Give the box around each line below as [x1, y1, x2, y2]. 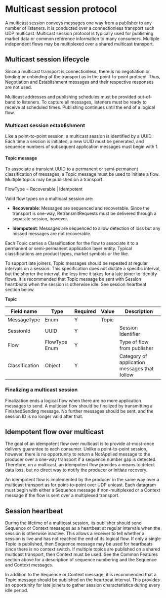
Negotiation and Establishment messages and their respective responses [5, 79, 154, 85]
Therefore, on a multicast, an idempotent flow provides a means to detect [5, 462, 155, 468]
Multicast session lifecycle [5, 55, 90, 64]
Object [45, 362, 61, 369]
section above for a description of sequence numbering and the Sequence [5, 557, 157, 563]
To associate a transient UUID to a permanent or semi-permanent [5, 166, 138, 172]
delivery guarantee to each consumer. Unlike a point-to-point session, [5, 446, 148, 452]
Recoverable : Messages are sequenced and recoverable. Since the [12, 205, 150, 211]
